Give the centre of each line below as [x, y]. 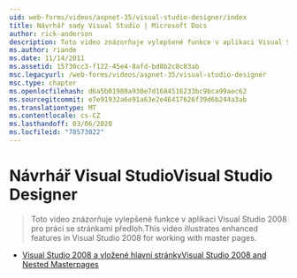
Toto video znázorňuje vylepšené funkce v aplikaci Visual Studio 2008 [159, 219]
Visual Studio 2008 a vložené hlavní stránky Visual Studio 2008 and [144, 255]
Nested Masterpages [60, 264]
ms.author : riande [43, 50]
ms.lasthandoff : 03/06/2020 [61, 124]
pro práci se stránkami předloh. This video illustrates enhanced [145, 228]
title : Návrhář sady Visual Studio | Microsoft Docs [108, 26]
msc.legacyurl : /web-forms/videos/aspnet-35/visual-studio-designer [138, 75]
